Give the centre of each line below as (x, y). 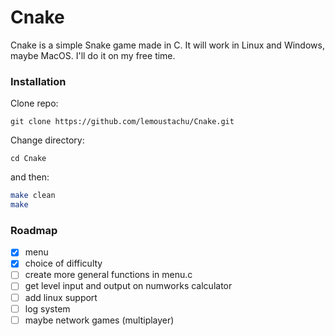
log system (47, 308)
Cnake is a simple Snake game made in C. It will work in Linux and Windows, (167, 45)
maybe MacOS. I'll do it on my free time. (93, 55)
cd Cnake (28, 159)
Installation (38, 81)
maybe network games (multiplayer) (99, 320)
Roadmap (34, 230)
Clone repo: (34, 103)
